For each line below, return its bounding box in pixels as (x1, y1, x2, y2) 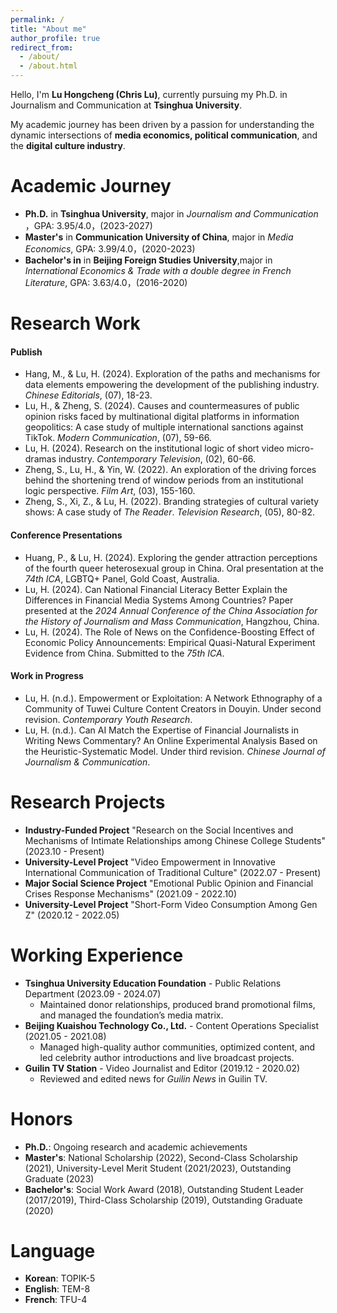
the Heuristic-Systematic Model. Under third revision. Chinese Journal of (24, 745, 326, 757)
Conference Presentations (10, 529, 123, 541)
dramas (24, 453, 57, 465)
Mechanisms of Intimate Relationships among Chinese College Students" (24, 834, 326, 846)
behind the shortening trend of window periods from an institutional (24, 474, 304, 486)
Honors (10, 1107, 73, 1130)
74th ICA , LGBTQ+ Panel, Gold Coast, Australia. (24, 572, 220, 585)
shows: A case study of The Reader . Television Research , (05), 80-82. (24, 506, 315, 518)
